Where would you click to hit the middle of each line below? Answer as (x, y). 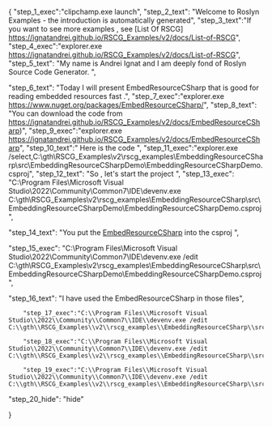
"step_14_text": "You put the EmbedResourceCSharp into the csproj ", (124, 233)
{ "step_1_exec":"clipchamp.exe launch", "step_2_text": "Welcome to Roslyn (134, 12)
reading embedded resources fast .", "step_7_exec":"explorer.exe (117, 96)
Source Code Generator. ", (52, 72)
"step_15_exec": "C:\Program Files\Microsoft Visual (93, 248)
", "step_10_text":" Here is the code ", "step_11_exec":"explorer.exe (129, 148)
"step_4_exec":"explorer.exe (55, 46)
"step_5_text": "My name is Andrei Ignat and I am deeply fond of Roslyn (127, 63)
